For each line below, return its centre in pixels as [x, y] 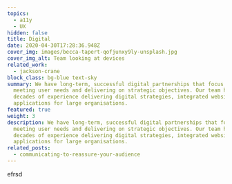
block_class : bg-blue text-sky [52, 78]
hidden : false [28, 33]
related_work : [28, 65]
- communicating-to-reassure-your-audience [77, 155]
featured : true [29, 110]
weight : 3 [21, 116]
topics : [18, 13]
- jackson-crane [37, 71]
